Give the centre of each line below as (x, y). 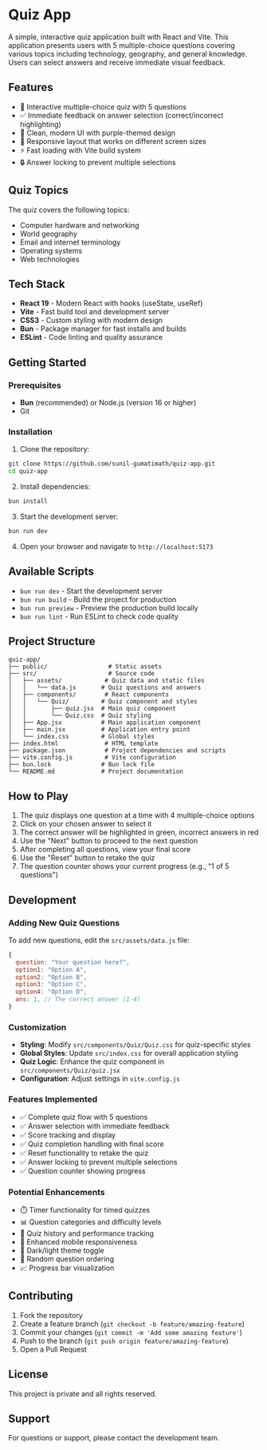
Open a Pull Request (53, 1349)
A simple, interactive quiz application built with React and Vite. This (118, 37)
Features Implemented (53, 1099)
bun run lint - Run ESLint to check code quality (99, 616)
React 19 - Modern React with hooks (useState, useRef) (111, 303)
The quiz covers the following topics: (69, 209)
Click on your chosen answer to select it (86, 824)
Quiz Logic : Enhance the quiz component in (92, 1062)
